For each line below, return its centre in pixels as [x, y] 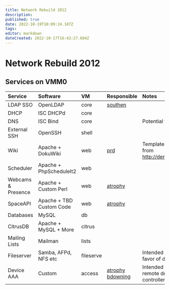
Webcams [20, 179]
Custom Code [54, 207]
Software [49, 96]
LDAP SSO [20, 104]
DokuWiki [49, 154]
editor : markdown [24, 33]
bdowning [119, 276]
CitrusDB [18, 226]
